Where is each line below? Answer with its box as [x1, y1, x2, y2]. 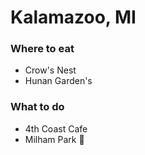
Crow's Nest [24, 64, 77, 76]
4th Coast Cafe [24, 122, 88, 135]
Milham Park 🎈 [24, 133, 85, 145]
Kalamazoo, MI [10, 6, 137, 29]
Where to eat [10, 42, 75, 56]
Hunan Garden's [24, 75, 93, 87]
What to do [10, 100, 65, 114]
